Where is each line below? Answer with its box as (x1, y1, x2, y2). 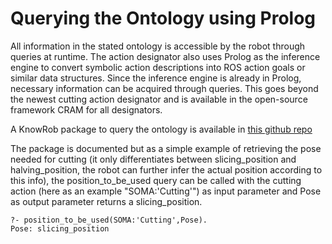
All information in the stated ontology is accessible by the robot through (10, 40, 306, 52)
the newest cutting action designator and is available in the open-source (10, 93, 308, 105)
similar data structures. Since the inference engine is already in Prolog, (10, 72, 302, 84)
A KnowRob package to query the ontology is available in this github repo (10, 123, 313, 135)
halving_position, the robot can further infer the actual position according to (10, 163, 323, 176)
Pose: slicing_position (10, 223, 110, 234)
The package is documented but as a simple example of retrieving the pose (10, 142, 322, 154)
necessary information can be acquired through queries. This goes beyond (10, 82, 319, 94)
